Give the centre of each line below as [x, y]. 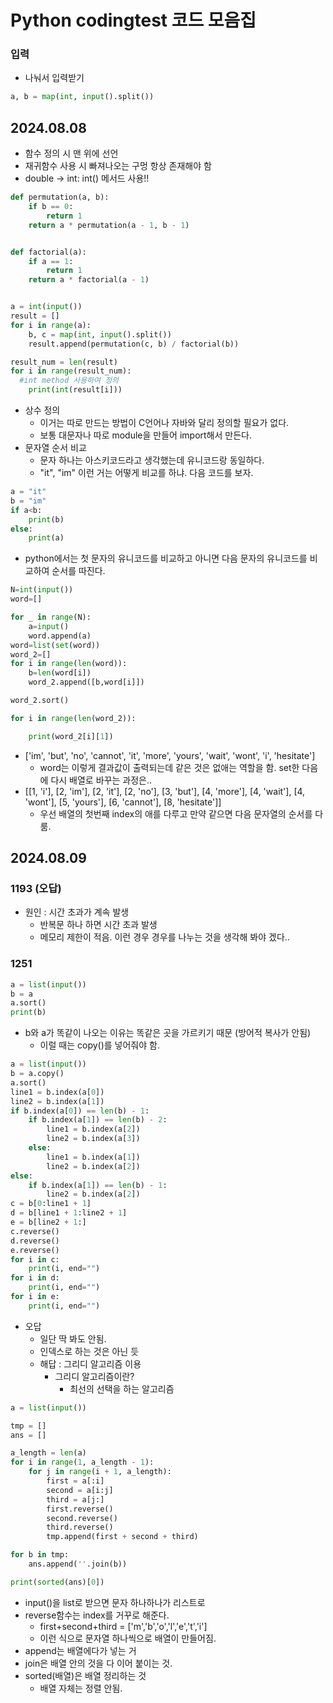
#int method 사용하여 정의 [69, 381]
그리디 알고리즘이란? [94, 1376]
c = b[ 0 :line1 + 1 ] [51, 1204]
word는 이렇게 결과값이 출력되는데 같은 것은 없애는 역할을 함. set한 [169, 767]
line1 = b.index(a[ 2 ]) [93, 1129]
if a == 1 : [51, 261]
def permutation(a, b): [60, 197]
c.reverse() [35, 1231]
